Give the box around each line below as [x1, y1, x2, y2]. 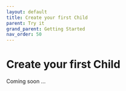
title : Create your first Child [6, 15, 88, 21]
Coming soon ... [6, 78, 46, 85]
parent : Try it [6, 20, 45, 26]
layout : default [6, 8, 47, 15]
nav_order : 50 [6, 32, 42, 38]
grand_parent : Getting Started [6, 25, 85, 32]
